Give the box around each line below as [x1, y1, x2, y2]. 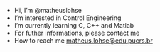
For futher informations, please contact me [14, 28, 140, 37]
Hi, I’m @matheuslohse [14, 6, 82, 14]
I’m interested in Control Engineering [14, 14, 122, 22]
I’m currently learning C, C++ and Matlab [14, 21, 134, 29]
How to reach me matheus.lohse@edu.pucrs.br [14, 36, 153, 45]
